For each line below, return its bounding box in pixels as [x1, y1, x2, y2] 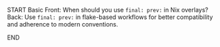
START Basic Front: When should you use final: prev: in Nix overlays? [7, 6, 208, 14]
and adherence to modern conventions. [7, 20, 118, 28]
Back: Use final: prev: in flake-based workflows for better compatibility [7, 13, 213, 21]
